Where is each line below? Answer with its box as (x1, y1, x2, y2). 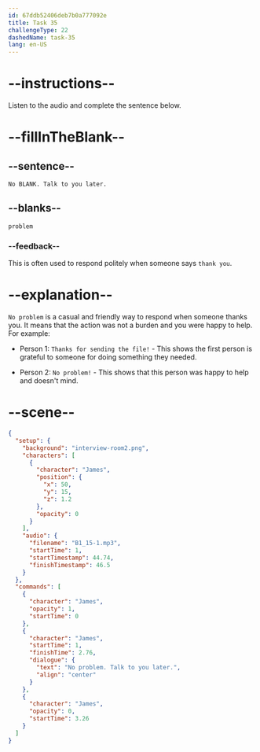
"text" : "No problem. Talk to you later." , (36, 664, 181, 672)
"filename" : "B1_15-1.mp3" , (28, 540, 122, 547)
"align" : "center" (36, 670, 97, 679)
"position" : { (36, 474, 82, 481)
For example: (8, 329, 51, 338)
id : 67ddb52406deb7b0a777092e (8, 11, 108, 20)
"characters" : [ (22, 452, 76, 459)
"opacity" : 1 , (28, 605, 76, 614)
